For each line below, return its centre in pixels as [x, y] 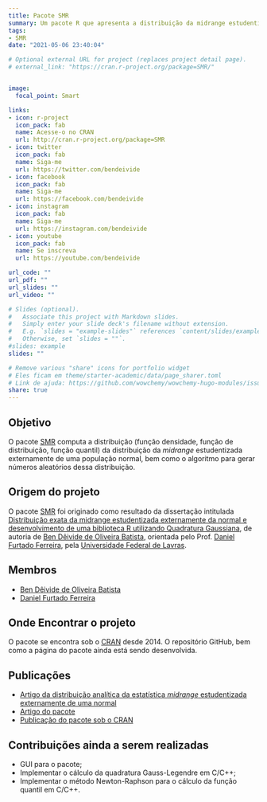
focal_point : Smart [48, 96]
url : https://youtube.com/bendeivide [78, 258]
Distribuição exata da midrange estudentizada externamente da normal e [128, 519]
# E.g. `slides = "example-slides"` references [92, 331]
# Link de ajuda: [37, 383]
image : [19, 88]
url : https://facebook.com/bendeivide [80, 199]
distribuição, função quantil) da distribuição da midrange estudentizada [125, 450]
